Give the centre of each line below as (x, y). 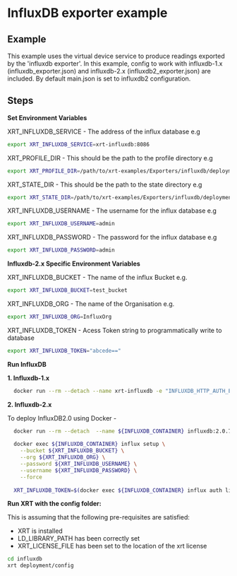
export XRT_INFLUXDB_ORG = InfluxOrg (60, 317)
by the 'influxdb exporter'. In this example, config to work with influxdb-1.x (115, 64)
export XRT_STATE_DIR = (41, 197)
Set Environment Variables (47, 117)
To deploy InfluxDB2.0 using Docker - (62, 418)
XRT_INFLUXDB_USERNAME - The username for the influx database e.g (112, 211)
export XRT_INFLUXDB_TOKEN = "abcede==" (64, 351)
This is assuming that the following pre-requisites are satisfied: (99, 517)
